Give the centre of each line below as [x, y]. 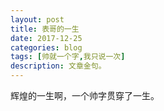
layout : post [37, 19]
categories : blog [46, 47]
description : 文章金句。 [58, 66]
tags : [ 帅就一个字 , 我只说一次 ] [68, 57]
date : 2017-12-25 [46, 38]
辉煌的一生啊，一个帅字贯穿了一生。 [85, 95]
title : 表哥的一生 [45, 29]
